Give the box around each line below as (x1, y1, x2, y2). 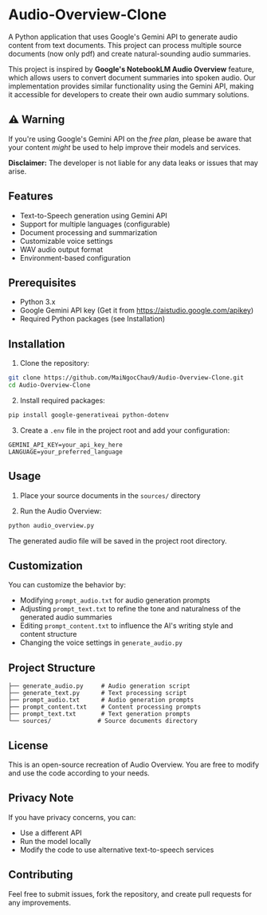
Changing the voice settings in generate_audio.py (19, 638, 183, 647)
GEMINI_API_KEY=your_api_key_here (8, 441, 124, 449)
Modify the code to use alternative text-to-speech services (19, 845, 214, 854)
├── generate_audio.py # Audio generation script (8, 682, 191, 690)
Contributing (8, 868, 73, 882)
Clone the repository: (19, 359, 90, 368)
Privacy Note (8, 791, 74, 805)
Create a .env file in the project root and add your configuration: (19, 425, 230, 435)
